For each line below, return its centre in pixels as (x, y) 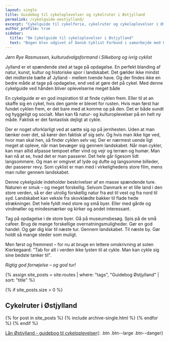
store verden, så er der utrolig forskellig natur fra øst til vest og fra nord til (81, 193)
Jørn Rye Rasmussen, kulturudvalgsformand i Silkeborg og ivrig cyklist (79, 57)
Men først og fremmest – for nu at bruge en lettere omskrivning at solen (79, 244)
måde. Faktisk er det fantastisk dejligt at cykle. (53, 120)
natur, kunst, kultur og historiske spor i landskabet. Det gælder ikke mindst (82, 72)
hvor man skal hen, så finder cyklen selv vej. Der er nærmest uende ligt (79, 140)
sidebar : (14, 33)
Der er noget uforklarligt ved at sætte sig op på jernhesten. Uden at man (80, 129)
